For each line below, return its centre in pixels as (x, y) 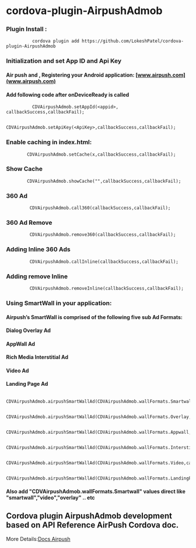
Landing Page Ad (27, 384)
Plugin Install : (27, 29)
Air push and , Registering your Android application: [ (72, 75)
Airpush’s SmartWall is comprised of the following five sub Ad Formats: (94, 317)
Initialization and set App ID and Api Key (64, 61)
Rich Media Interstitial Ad (37, 357)
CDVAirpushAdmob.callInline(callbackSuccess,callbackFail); (104, 262)
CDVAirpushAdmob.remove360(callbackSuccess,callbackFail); (103, 235)
